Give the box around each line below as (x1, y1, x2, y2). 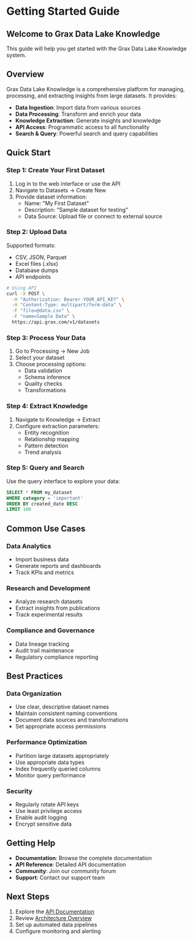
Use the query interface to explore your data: (6, 477, 121, 485)
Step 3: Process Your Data (6, 333, 86, 342)
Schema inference (24, 374, 71, 381)
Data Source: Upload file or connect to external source (24, 213, 162, 220)
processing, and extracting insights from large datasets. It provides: (6, 92, 177, 99)
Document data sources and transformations (15, 716, 129, 724)
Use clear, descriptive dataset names (15, 703, 109, 711)
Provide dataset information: (15, 193, 87, 200)
